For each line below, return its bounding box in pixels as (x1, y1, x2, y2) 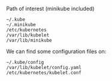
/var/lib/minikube (6, 38, 52, 43)
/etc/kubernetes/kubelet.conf (6, 70, 82, 76)
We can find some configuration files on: (6, 48, 107, 55)
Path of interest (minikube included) (6, 5, 95, 12)
